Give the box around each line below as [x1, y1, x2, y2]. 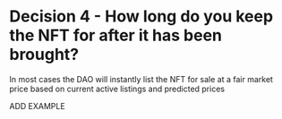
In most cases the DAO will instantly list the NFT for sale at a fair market [9, 73, 273, 84]
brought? [9, 45, 80, 64]
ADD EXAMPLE [9, 100, 65, 111]
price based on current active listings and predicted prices [9, 83, 226, 94]
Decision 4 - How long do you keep [9, 6, 274, 27]
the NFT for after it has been [9, 25, 222, 46]
